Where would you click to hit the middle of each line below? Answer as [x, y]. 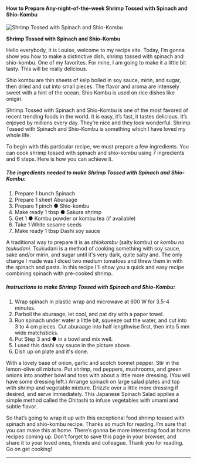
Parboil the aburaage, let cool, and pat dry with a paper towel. [89, 314]
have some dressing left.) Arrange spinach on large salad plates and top [93, 382]
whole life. [18, 136]
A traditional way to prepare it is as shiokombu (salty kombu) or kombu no [95, 242]
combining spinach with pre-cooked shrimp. [60, 273]
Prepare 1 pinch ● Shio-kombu [52, 206]
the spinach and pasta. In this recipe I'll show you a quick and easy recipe [95, 267]
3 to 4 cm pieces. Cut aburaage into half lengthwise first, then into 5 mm [102, 327]
